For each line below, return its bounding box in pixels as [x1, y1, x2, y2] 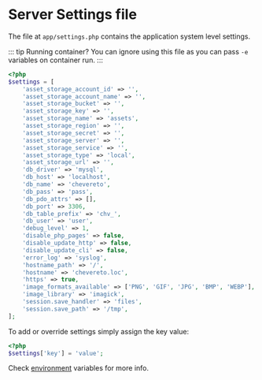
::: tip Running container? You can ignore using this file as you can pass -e [8, 47, 249, 56]
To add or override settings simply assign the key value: [8, 326, 190, 336]
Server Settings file [8, 6, 138, 24]
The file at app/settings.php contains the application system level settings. [8, 32, 251, 41]
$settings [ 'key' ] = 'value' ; [8, 349, 104, 357]
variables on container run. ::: [8, 55, 104, 65]
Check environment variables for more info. [8, 363, 149, 373]
